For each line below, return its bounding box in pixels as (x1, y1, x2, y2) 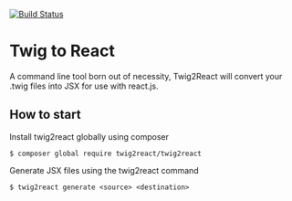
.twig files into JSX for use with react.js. (9, 80, 159, 91)
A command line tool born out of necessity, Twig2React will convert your (9, 70, 283, 81)
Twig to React (9, 41, 116, 61)
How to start (9, 107, 81, 122)
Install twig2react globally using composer (9, 131, 170, 142)
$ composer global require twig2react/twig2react (9, 149, 203, 158)
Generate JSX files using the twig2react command (9, 164, 199, 175)
